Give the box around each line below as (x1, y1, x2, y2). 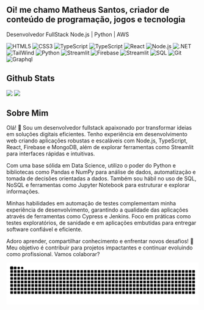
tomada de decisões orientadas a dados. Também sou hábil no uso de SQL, (6, 175, 197, 182)
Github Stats (6, 73, 55, 84)
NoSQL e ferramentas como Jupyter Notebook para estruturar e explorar (6, 182, 190, 189)
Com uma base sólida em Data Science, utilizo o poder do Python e (6, 162, 176, 169)
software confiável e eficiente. (6, 226, 83, 233)
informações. (6, 188, 40, 195)
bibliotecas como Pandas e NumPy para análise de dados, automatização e (6, 168, 196, 176)
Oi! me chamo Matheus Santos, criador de (6, 5, 170, 15)
